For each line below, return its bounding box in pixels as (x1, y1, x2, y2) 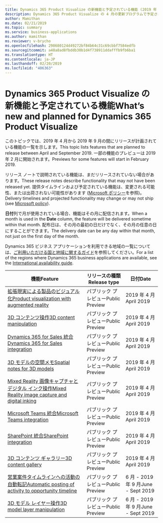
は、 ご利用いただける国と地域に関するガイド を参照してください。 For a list (5, 249, 154, 255)
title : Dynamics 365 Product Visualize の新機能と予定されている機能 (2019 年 (5, 7, 157, 12)
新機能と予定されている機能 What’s (5, 101, 145, 112)
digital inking (7, 397, 37, 404)
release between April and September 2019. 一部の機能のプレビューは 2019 (5, 150, 156, 156)
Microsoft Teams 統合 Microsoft (7, 410, 79, 417)
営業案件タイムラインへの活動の (7, 473, 80, 480)
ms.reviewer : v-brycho (5, 39, 51, 44)
